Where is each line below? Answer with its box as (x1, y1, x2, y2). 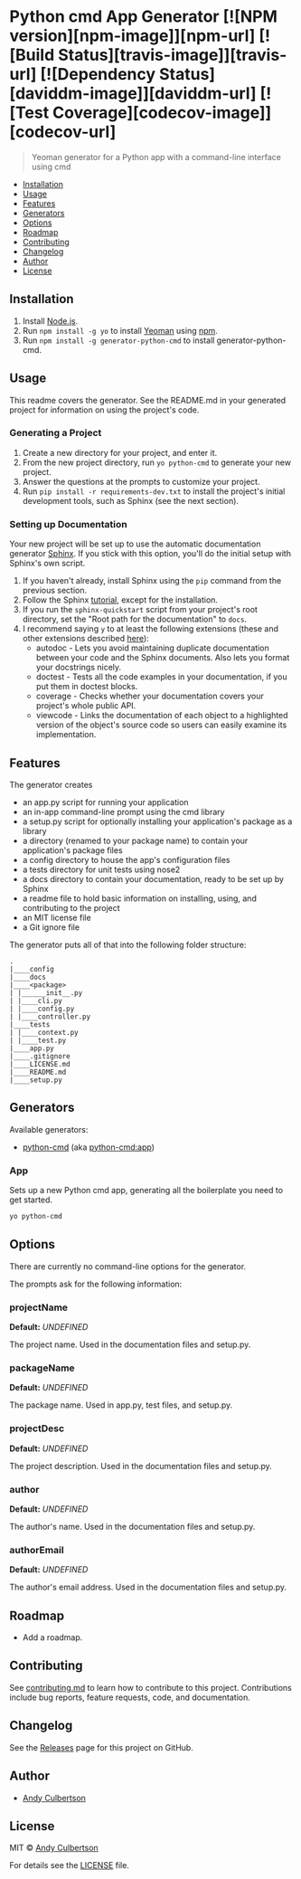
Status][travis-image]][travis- (57, 45, 287, 65)
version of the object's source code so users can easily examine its (35, 719, 287, 730)
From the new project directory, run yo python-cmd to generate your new (22, 457, 292, 468)
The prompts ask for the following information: (9, 1278, 183, 1289)
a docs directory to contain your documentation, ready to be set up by (22, 873, 285, 884)
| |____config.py (9, 1004, 75, 1013)
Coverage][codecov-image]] (52, 102, 272, 123)
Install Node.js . (22, 315, 79, 327)
